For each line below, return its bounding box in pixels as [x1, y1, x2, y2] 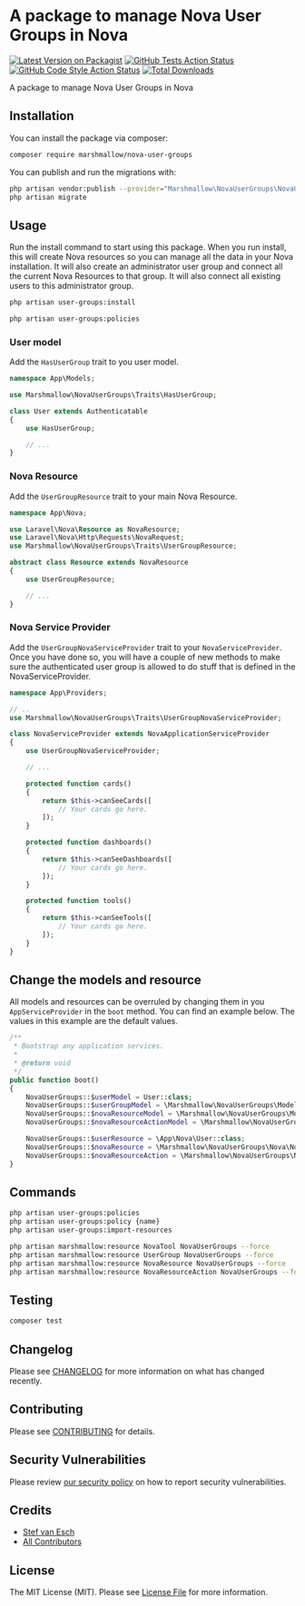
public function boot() [9, 1076, 100, 1085]
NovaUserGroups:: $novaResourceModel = [25, 1109, 172, 1118]
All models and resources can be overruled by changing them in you [9, 996, 265, 1007]
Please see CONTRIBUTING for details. [9, 1425, 156, 1436]
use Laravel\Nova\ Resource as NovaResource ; [9, 524, 181, 534]
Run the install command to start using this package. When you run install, [9, 242, 288, 253]
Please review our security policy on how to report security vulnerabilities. [9, 1476, 287, 1487]
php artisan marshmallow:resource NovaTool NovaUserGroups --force [9, 1242, 271, 1251]
